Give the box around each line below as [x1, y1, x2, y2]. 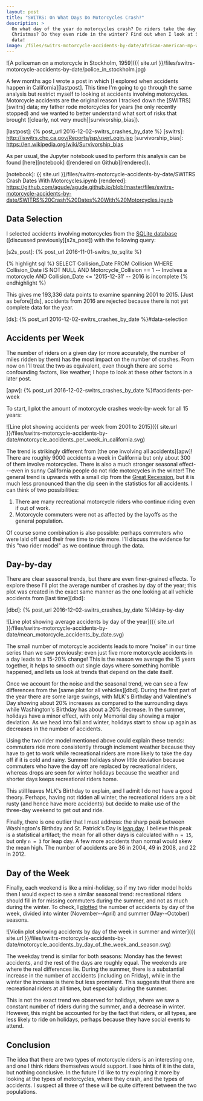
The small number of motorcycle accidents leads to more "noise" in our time [6, 643, 196, 650]
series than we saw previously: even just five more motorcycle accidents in [6, 649, 193, 656]
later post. [6, 375, 32, 382]
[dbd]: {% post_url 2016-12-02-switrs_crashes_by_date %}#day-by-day [6, 606, 184, 613]
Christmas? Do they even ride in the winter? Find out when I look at [11, 31, 193, 38]
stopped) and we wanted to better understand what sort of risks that [6, 110, 177, 117]
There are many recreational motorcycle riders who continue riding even [14, 498, 195, 505]
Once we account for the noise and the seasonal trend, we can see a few [6, 680, 188, 687]
